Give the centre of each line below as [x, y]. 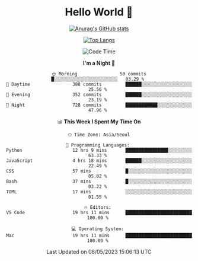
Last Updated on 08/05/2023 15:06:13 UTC [99, 252]
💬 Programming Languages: [98, 145]
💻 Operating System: [98, 229]
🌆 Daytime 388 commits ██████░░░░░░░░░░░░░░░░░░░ [99, 84]
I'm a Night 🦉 [99, 63]
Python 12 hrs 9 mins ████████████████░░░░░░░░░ [99, 150]
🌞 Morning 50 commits [99, 74]
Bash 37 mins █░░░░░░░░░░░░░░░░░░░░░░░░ [99, 181]
